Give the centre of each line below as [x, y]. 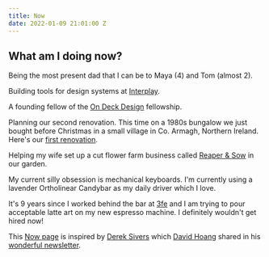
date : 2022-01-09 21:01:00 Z [57, 23]
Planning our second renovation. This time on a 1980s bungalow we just [128, 123]
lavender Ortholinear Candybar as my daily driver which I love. [112, 188]
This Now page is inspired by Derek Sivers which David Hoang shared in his [134, 237]
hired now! [26, 221]
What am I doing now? [65, 56]
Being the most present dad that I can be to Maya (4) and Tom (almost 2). [130, 76]
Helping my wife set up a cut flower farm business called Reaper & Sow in [131, 155]
